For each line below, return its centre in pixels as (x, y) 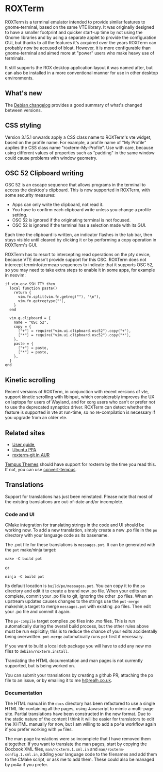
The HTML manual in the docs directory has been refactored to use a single (80, 703)
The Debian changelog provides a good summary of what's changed (74, 105)
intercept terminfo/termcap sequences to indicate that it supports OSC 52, (79, 265)
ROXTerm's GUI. (21, 245)
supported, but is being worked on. (40, 666)
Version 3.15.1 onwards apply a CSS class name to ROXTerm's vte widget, (78, 137)
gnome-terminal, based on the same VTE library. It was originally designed (80, 27)
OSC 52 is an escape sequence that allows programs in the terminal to (75, 185)
